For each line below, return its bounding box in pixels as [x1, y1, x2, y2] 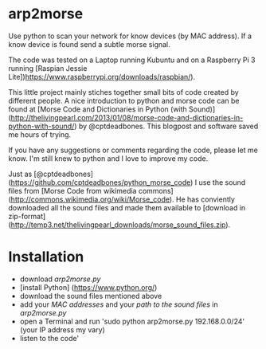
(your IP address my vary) [19, 324, 105, 335]
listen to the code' [19, 333, 80, 343]
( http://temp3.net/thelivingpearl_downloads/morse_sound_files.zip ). [8, 220, 231, 229]
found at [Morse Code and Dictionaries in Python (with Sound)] [8, 104, 216, 114]
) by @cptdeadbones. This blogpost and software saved [74, 121, 259, 131]
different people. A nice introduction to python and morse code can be [8, 96, 240, 105]
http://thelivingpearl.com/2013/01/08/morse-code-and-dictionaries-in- [10, 112, 244, 122]
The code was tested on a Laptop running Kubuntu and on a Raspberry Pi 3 [8, 55, 256, 65]
